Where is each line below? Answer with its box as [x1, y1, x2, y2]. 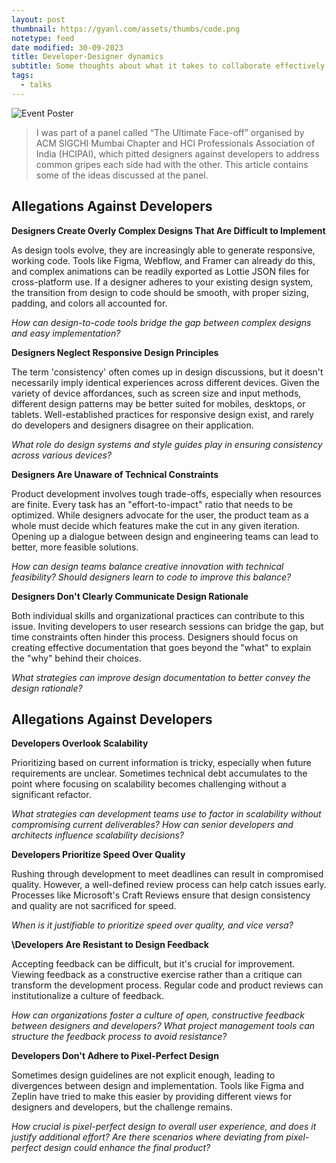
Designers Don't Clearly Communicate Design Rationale [11, 590, 249, 602]
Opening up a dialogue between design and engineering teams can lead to [11, 530, 319, 542]
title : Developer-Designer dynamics [11, 52, 164, 62]
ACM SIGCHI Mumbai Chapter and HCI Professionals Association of [35, 137, 316, 149]
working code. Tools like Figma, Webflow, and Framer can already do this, [11, 254, 316, 266]
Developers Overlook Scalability [11, 737, 149, 750]
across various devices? [11, 449, 112, 461]
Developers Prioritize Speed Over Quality [11, 849, 186, 861]
